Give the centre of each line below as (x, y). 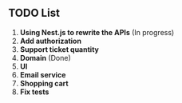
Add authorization (51, 41)
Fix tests (34, 92)
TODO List (34, 13)
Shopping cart (44, 83)
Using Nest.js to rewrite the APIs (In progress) (97, 32)
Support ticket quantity (59, 49)
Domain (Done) (45, 57)
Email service (43, 74)
